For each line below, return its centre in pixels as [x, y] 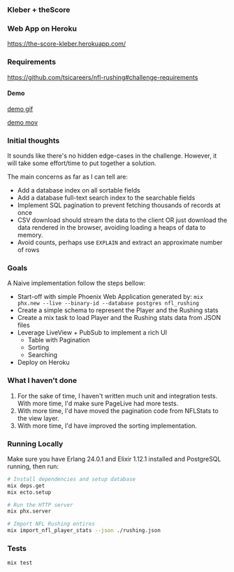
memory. [30, 235]
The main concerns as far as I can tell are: [67, 177]
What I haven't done [42, 381]
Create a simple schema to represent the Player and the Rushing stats [118, 310]
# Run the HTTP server [40, 505]
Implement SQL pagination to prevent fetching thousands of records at [119, 205]
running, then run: [33, 466]
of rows [28, 250]
